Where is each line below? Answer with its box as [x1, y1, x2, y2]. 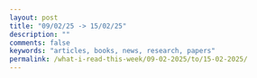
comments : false [9, 38, 70, 48]
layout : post [9, 13, 59, 22]
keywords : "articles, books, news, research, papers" [9, 47, 216, 56]
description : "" [9, 30, 70, 39]
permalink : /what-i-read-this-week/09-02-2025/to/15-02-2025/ [9, 55, 248, 64]
